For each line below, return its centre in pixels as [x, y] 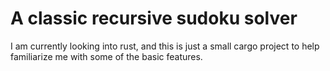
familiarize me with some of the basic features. [106, 56]
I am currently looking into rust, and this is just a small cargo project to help [165, 46]
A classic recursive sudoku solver [154, 18]
